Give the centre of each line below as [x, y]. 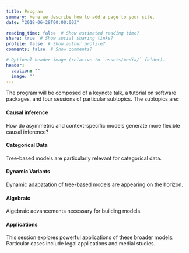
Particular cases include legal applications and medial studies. [81, 244]
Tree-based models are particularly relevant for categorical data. [84, 158]
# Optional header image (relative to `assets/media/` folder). [86, 60]
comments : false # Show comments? [49, 49]
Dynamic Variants [28, 172]
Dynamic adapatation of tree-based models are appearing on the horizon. [95, 184]
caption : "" [26, 71]
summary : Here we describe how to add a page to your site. [81, 17]
